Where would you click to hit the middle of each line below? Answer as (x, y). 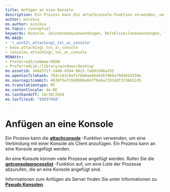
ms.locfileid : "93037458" (32, 99)
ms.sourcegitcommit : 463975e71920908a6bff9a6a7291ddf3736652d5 (73, 80)
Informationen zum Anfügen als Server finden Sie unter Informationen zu (81, 179)
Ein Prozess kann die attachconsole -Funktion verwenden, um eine (75, 138)
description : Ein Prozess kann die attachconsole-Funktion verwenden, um (85, 15)
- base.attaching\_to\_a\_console (42, 47)
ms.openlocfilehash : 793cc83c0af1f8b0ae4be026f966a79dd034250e (73, 76)
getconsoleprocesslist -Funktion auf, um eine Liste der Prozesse (73, 164)
